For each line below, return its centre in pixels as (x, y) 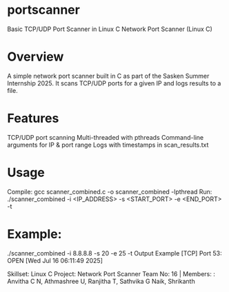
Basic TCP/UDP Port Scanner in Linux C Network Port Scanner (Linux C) (110, 29)
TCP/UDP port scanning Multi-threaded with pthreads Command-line (106, 137)
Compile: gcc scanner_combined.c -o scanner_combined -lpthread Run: (110, 191)
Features (33, 118)
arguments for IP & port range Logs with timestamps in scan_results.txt (108, 145)
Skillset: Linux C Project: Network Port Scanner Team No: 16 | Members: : (111, 273)
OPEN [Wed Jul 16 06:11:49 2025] (55, 260)
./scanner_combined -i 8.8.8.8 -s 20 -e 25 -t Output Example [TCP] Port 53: (114, 253)
